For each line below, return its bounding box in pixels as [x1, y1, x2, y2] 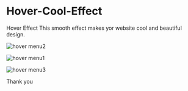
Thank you [6, 78, 34, 85]
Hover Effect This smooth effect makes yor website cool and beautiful [6, 24, 182, 32]
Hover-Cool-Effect [6, 4, 103, 18]
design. [6, 30, 26, 38]
